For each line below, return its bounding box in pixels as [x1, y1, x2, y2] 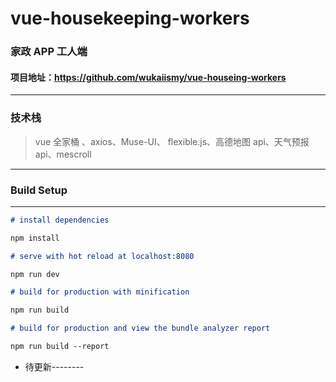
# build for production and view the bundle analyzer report [10, 323, 271, 334]
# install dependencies [10, 215, 110, 225]
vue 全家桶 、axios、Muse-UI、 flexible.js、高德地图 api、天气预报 [34, 135, 310, 147]
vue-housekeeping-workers [10, 7, 250, 30]
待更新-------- [24, 360, 85, 372]
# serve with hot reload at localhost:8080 [10, 251, 195, 261]
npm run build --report [10, 342, 110, 352]
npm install [10, 233, 60, 243]
